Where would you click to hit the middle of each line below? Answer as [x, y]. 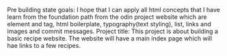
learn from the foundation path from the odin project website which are [107, 17]
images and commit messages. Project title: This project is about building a [113, 31]
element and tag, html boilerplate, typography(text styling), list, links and [109, 24]
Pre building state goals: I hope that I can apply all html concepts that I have [113, 10]
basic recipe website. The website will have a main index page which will [110, 38]
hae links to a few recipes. [44, 46]
